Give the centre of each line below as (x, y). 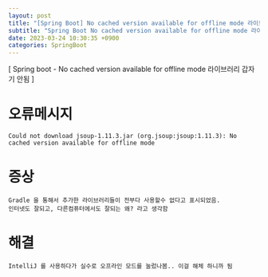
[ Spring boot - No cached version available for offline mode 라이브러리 (124, 69)
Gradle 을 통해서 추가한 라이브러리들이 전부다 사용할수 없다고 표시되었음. (114, 200)
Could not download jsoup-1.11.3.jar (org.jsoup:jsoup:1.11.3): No (123, 137)
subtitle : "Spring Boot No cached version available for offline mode (128, 30)
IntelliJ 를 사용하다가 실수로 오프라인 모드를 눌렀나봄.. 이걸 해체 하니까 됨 (120, 266)
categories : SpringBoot (48, 46)
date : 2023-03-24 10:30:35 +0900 (64, 38)
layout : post (30, 16)
